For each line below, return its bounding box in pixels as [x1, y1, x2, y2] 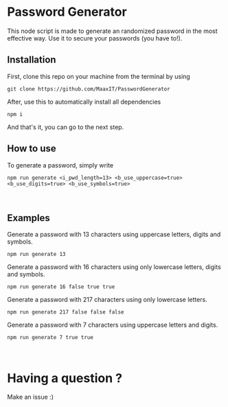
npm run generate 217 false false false [7, 309, 125, 316]
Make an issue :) [7, 393, 54, 402]
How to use [7, 143, 56, 154]
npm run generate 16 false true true [7, 283, 115, 290]
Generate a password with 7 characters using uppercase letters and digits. [7, 321, 218, 329]
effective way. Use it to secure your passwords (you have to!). [7, 34, 183, 42]
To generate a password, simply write [7, 161, 114, 169]
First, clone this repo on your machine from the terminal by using [7, 72, 190, 80]
